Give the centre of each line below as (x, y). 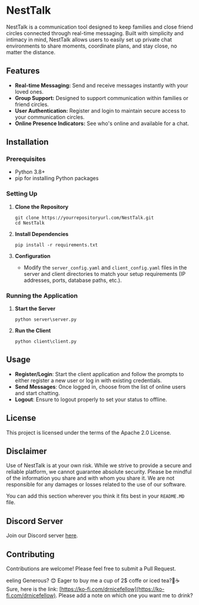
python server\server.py (46, 319)
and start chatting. (37, 393)
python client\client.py (46, 342)
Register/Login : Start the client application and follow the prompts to (99, 374)
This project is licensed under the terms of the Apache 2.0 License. (89, 432)
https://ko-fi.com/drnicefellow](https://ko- (113, 589)
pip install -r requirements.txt (56, 245)
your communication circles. (50, 117)
